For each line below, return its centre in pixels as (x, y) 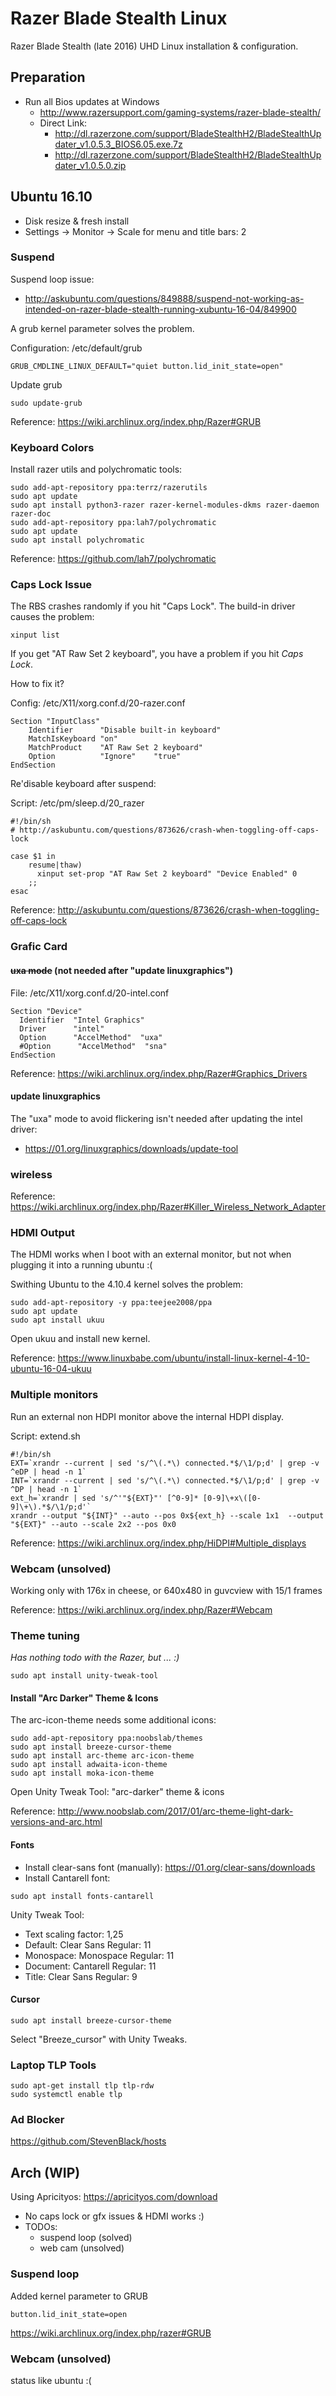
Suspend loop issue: (52, 279)
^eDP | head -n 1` (48, 1472)
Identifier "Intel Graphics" (82, 1020)
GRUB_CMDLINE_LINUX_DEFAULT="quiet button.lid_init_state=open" (147, 366)
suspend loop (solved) (86, 2238)
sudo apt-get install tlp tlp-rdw (82, 2086)
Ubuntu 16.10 (51, 197)
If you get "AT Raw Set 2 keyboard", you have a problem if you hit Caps (157, 654)
